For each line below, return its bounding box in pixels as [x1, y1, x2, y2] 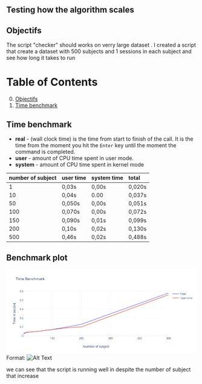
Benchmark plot [6, 253, 68, 263]
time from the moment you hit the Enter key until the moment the [15, 141, 177, 149]
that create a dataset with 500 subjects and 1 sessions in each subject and [6, 48, 192, 55]
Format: [6, 354, 26, 361]
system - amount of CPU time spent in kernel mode [15, 161, 144, 168]
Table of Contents [6, 75, 98, 89]
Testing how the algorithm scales [6, 5, 134, 15]
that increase [6, 372, 39, 379]
